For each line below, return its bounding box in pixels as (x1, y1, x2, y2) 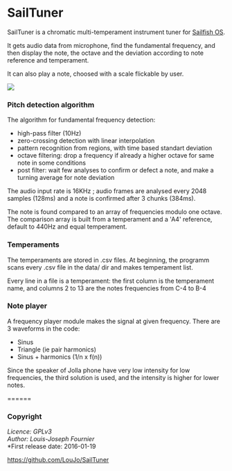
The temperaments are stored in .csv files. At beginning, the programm (7, 256, 210, 264)
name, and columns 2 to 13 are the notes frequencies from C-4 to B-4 (7, 283, 206, 292)
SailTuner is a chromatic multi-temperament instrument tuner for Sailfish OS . (7, 28, 226, 36)
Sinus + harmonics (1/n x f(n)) (17, 352, 102, 361)
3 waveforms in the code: (7, 324, 80, 333)
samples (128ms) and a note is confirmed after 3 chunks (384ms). (7, 195, 196, 203)
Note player (7, 301, 47, 311)
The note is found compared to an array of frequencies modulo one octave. (7, 208, 222, 216)
